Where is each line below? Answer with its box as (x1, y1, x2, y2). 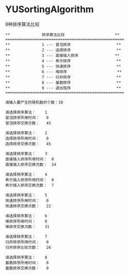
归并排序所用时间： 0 (5, 239, 49, 244)
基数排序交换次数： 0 (5, 265, 49, 271)
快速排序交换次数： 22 (5, 203, 51, 209)
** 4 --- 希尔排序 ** (5, 58, 121, 63)
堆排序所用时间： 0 (5, 218, 47, 224)
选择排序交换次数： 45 (5, 141, 51, 146)
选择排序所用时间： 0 (5, 136, 49, 141)
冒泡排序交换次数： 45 (5, 120, 51, 126)
